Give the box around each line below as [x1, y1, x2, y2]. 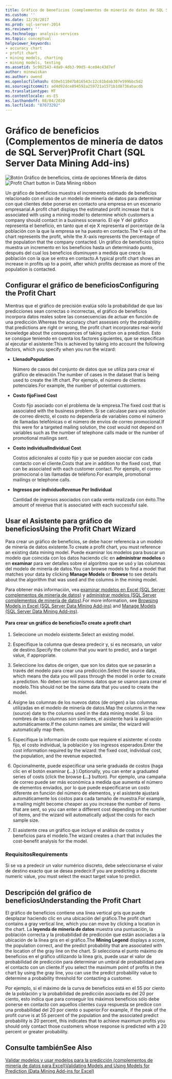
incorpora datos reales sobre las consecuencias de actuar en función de [5, 313, 159, 319]
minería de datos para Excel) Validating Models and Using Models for [5, 1062, 150, 1069]
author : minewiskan [5, 70, 47, 75]
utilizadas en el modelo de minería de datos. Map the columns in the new [12, 704, 165, 710]
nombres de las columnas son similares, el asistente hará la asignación [12, 716, 162, 722]
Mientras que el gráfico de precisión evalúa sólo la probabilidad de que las [5, 302, 163, 309]
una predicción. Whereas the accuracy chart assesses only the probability [5, 319, 161, 325]
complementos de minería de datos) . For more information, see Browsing [5, 597, 158, 603]
